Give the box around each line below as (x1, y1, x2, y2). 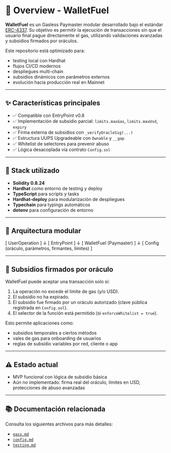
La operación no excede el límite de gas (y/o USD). (12, 288, 120, 295)
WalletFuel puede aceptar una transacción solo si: (5, 279, 110, 285)
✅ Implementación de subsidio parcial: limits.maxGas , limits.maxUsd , (12, 118, 158, 124)
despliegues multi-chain (12, 68, 64, 74)
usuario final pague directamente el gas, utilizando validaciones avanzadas (5, 32, 163, 38)
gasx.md (12, 432, 29, 437)
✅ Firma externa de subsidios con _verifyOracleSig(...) (12, 129, 133, 135)
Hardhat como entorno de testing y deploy (12, 185, 103, 191)
